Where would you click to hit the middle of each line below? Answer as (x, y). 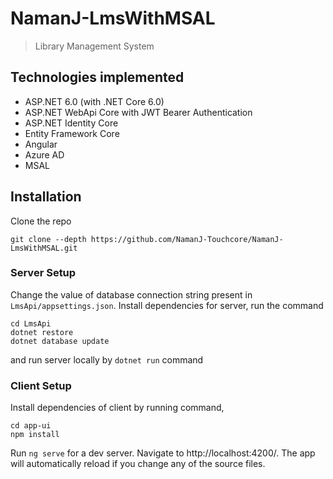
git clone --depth (48, 239)
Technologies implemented (97, 77)
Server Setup (43, 273)
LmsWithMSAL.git (44, 248)
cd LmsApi (31, 323)
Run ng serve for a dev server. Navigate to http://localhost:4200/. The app (163, 453)
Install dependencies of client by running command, (117, 408)
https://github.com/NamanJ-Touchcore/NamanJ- (187, 239)
